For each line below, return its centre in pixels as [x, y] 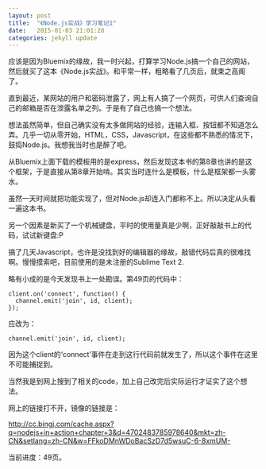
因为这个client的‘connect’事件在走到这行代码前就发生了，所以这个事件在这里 [133, 355]
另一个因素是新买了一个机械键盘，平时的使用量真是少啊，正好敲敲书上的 [126, 225]
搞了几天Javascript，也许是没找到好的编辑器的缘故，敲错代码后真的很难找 [130, 252]
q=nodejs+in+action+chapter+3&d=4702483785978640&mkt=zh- [117, 432]
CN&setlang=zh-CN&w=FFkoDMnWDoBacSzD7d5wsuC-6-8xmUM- [120, 441]
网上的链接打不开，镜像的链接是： [64, 408]
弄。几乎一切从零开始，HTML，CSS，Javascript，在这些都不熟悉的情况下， [133, 135]
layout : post [30, 16]
